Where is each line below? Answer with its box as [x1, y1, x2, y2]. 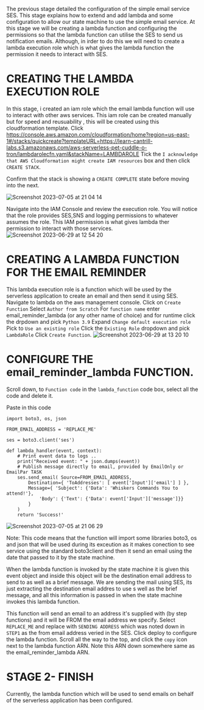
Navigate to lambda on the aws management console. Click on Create [6, 298, 181, 306]
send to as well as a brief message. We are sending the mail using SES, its [6, 578, 192, 586]
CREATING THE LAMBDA [6, 72, 134, 86]
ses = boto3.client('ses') [6, 437, 75, 443]
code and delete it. [6, 392, 54, 399]
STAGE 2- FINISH [6, 670, 94, 684]
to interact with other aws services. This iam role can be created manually [6, 111, 192, 118]
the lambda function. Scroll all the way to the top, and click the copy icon [6, 636, 188, 643]
